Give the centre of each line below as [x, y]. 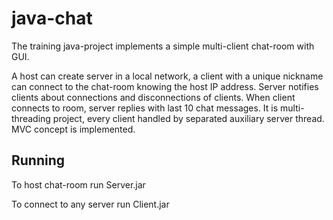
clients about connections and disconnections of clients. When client [153, 97]
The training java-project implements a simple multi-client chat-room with [163, 46]
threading [31, 118]
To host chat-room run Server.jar [78, 184]
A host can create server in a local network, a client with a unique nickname [167, 76]
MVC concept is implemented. [73, 129]
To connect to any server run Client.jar [90, 204]
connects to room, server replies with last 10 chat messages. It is [145, 108]
